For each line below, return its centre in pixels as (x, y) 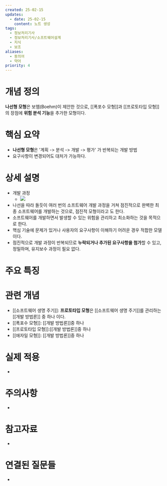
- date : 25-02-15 (28, 19)
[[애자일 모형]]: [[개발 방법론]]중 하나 (48, 335)
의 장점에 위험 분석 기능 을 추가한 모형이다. (46, 113)
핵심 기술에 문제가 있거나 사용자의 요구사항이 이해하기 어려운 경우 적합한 (82, 230)
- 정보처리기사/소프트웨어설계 (35, 38)
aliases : (14, 51)
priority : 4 (17, 65)
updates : (14, 14)
